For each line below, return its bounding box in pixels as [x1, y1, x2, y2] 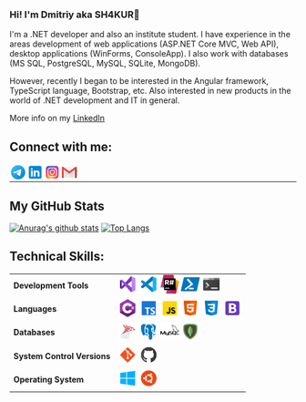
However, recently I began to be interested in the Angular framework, [9, 76, 269, 87]
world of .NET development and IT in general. [9, 95, 180, 106]
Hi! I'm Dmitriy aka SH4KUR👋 [9, 8, 140, 21]
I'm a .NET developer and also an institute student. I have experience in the [9, 29, 291, 40]
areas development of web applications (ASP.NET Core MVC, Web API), [9, 38, 280, 49]
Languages [13, 304, 57, 314]
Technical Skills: [9, 249, 105, 264]
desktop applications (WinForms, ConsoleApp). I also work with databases [9, 48, 289, 59]
